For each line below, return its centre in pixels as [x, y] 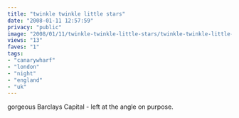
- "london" [23, 67]
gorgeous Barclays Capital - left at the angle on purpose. [91, 107]
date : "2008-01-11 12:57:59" [51, 21]
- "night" [22, 73]
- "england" [25, 80]
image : [17, 34]
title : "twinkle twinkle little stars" [67, 14]
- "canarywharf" [31, 60]
